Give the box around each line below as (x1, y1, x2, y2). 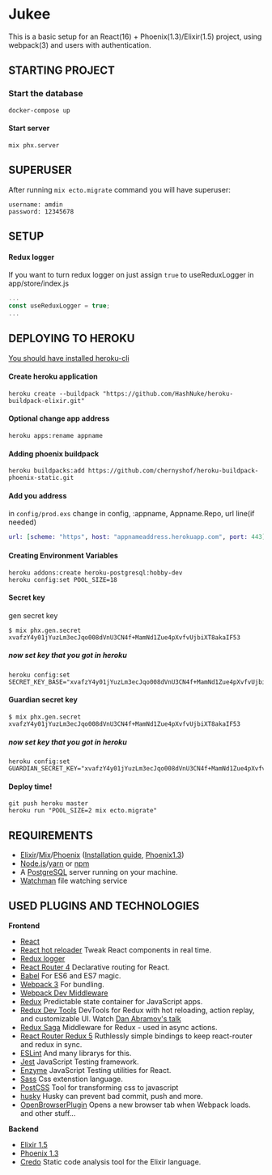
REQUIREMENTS (8, 829, 93, 842)
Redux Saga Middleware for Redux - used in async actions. (19, 1022, 218, 1032)
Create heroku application (8, 371, 99, 381)
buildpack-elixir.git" (8, 397, 85, 405)
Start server (8, 123, 50, 134)
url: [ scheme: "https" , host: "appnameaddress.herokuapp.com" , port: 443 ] (8, 533, 266, 541)
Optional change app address (8, 414, 110, 423)
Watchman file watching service (19, 876, 128, 885)
